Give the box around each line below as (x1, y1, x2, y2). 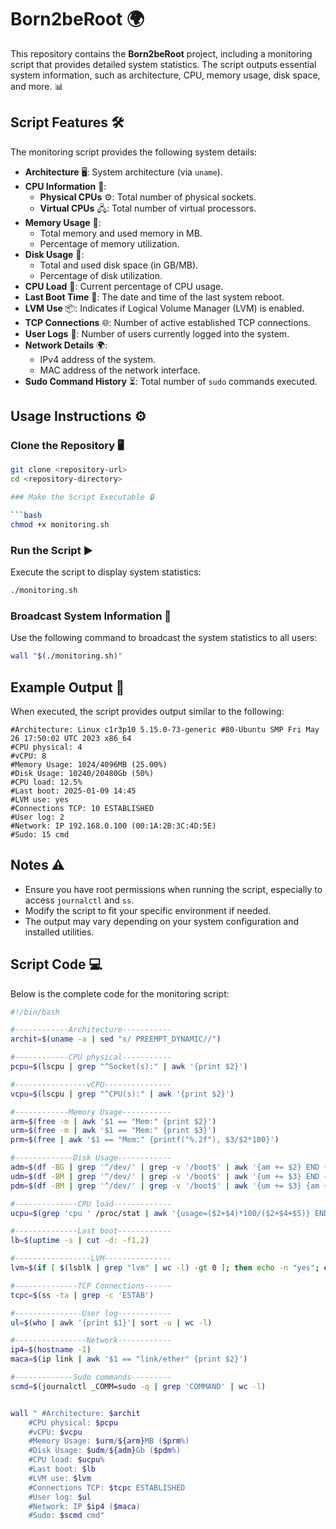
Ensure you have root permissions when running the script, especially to (24, 883, 323, 895)
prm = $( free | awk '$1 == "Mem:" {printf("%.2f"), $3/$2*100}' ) (10, 1135, 280, 1145)
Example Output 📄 (10, 679, 125, 696)
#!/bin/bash (10, 1007, 60, 1017)
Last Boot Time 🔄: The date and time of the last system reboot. (24, 291, 285, 303)
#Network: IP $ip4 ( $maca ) (28, 1501, 141, 1511)
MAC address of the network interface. (39, 364, 201, 376)
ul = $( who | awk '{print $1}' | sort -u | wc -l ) (10, 1317, 213, 1328)
